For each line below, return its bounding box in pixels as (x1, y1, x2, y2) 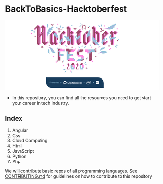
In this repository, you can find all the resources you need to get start (12, 95, 151, 101)
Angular (12, 127, 28, 133)
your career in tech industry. (12, 100, 69, 106)
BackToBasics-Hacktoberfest (5, 3, 127, 15)
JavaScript (12, 148, 34, 154)
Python (12, 153, 27, 160)
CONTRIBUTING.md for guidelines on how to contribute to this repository (5, 173, 152, 179)
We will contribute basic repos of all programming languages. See (5, 168, 138, 174)
